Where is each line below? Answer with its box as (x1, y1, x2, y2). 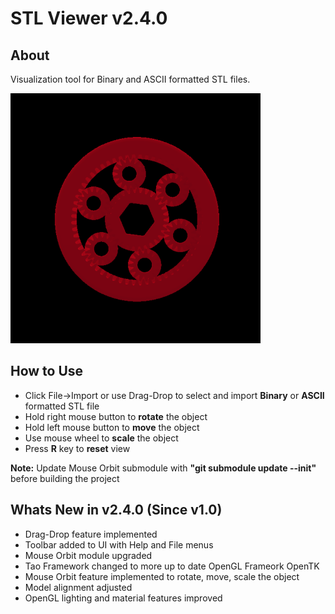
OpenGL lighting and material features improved (24, 592, 223, 604)
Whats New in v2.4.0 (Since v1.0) (10, 502, 223, 519)
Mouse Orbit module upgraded (24, 549, 153, 561)
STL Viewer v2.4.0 (10, 7, 168, 30)
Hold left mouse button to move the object (24, 421, 200, 433)
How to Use (10, 363, 84, 380)
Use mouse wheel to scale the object (24, 432, 179, 444)
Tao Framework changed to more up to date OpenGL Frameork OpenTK (24, 560, 320, 572)
